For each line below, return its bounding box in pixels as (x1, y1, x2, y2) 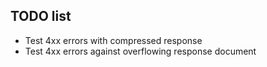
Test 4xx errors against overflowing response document (24, 45, 257, 57)
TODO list (10, 8, 72, 25)
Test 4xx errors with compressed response (24, 34, 203, 46)
